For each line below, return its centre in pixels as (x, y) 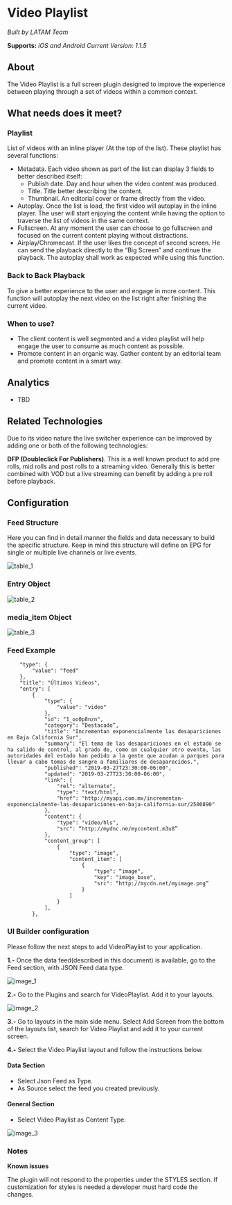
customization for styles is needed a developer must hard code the (103, 1187)
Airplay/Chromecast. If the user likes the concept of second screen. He (118, 243)
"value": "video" (82, 707)
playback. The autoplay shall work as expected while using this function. (121, 258)
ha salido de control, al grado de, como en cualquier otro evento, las (114, 750)
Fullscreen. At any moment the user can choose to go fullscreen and (115, 228)
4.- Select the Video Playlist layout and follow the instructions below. (105, 1049)
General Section (31, 1104)
